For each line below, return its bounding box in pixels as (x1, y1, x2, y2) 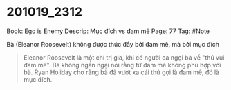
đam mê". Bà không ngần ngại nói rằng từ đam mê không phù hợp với (23, 60, 221, 69)
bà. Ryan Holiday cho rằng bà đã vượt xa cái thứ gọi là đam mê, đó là (23, 68, 220, 76)
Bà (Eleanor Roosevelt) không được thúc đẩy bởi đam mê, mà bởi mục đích (6, 40, 219, 48)
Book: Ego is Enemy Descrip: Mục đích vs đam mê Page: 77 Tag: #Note (6, 27, 210, 35)
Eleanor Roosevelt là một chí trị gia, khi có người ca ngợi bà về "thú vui (23, 53, 225, 62)
